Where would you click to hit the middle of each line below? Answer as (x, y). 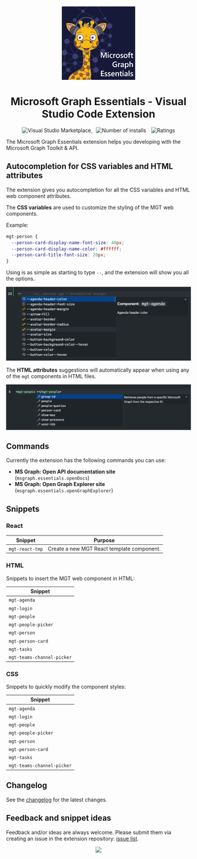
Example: (17, 225)
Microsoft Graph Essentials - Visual (98, 102)
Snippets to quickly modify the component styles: (66, 686)
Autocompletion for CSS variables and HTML (90, 166)
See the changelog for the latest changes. (57, 800)
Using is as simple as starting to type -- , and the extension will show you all (98, 272)
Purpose (104, 540)
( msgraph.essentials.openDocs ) (52, 478)
